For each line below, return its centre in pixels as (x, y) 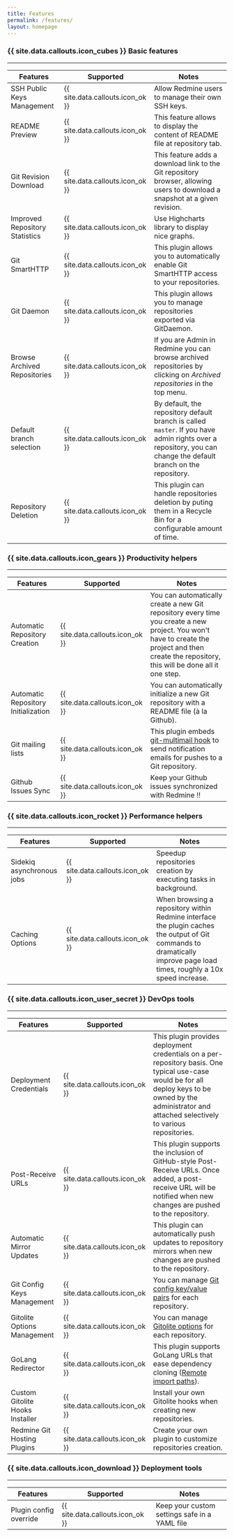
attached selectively (186, 1115)
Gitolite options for (183, 1326)
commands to (179, 943)
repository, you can (186, 447)
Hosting (24, 1439)
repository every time (185, 612)
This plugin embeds (182, 731)
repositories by (179, 366)
